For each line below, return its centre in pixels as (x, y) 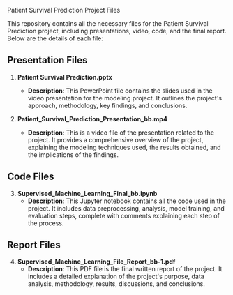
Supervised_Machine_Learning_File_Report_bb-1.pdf (96, 262)
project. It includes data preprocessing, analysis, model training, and (126, 208)
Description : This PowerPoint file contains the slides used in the (120, 91)
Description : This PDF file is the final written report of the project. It (125, 269)
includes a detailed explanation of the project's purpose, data (116, 277)
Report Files (34, 245)
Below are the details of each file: (55, 38)
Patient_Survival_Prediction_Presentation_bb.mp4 (92, 119)
